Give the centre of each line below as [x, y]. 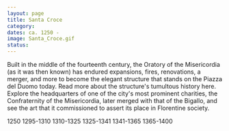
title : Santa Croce [35, 20]
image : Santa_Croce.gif [41, 39]
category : [21, 26]
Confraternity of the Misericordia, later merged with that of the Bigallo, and [112, 101]
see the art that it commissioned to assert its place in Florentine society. [108, 108]
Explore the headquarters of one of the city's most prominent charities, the [112, 93]
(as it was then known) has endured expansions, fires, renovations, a [104, 72]
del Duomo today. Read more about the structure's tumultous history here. [112, 86]
